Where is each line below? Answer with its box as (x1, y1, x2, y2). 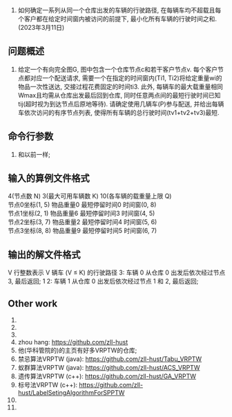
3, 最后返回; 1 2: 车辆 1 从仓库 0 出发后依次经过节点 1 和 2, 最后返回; (8, 277, 199, 286)
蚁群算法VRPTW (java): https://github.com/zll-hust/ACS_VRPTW (17, 364, 200, 372)
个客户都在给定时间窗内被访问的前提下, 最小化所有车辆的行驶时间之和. (17, 15, 217, 23)
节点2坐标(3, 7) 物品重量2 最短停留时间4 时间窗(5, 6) (8, 218, 157, 226)
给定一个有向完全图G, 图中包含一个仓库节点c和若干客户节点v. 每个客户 (17, 65, 218, 73)
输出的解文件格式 (8, 248, 81, 261)
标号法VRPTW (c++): (17, 381, 78, 389)
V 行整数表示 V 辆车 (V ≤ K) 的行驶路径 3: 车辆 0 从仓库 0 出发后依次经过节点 (8, 268, 226, 277)
